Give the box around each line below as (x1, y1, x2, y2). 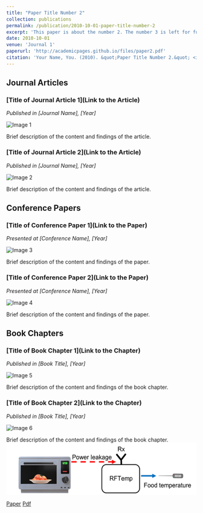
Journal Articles (6, 78, 68, 88)
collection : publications (6, 16, 71, 22)
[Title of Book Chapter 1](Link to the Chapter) (6, 346, 141, 355)
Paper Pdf (6, 500, 31, 507)
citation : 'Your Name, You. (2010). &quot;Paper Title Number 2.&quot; (6, 55, 190, 61)
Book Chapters (6, 328, 64, 339)
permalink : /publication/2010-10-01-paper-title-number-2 (6, 22, 155, 28)
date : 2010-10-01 (6, 35, 50, 42)
